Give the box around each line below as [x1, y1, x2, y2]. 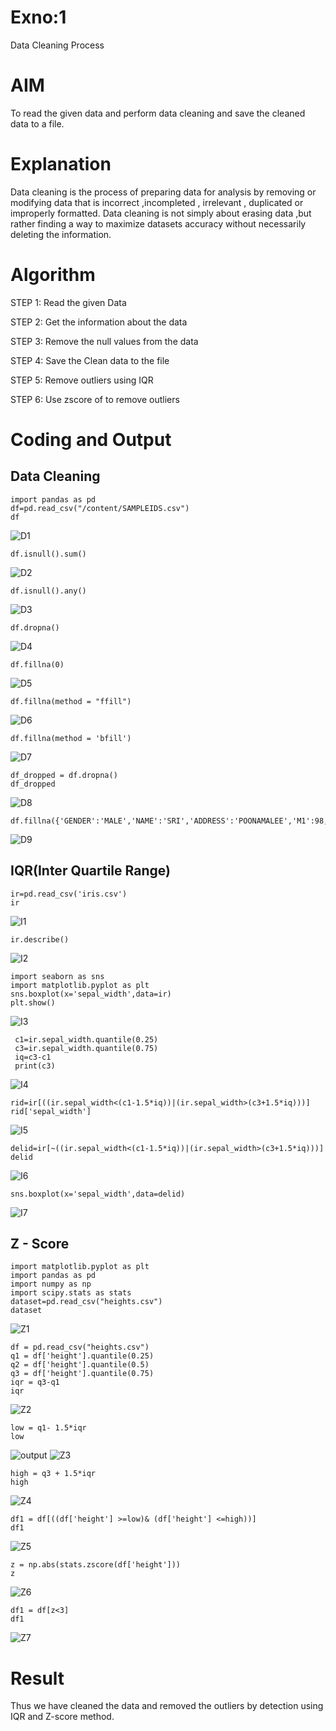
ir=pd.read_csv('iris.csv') [10, 889, 128, 899]
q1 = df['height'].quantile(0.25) [10, 1351, 155, 1361]
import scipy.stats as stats [10, 1288, 132, 1298]
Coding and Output [10, 428, 172, 451]
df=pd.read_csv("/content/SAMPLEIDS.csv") [10, 503, 190, 513]
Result [10, 1667, 65, 1690]
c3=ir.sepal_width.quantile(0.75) [14, 1043, 159, 1053]
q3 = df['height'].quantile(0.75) [10, 1369, 155, 1379]
